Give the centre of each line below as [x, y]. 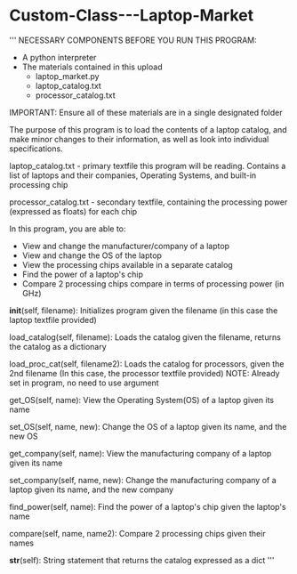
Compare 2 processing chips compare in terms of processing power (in [153, 283]
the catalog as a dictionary [58, 346]
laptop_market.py [67, 76]
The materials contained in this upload [92, 67]
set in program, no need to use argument [84, 383]
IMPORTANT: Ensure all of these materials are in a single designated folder [146, 112]
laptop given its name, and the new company [92, 489]
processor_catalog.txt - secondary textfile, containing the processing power [148, 202]
